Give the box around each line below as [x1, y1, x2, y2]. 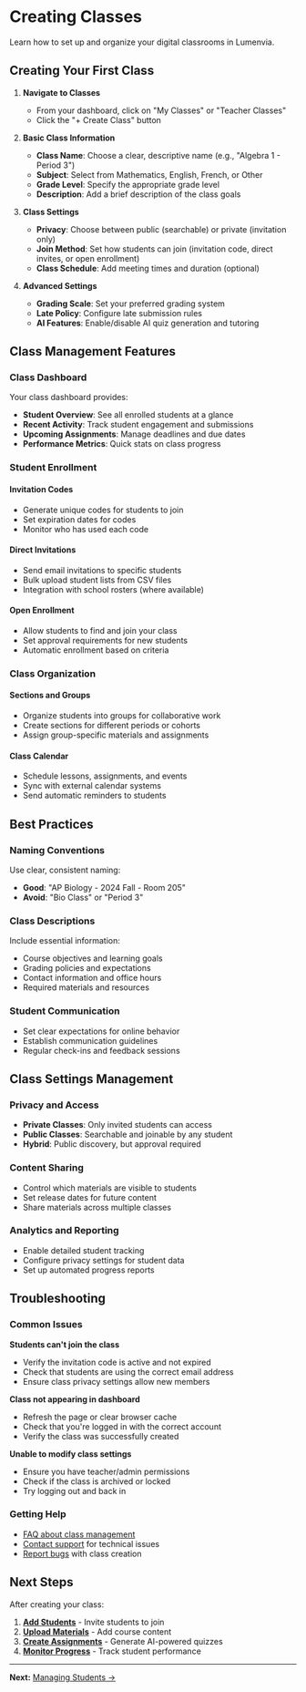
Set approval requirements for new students [22, 634, 189, 645]
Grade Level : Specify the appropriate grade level [36, 179, 220, 190]
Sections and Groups [9, 690, 91, 701]
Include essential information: [9, 935, 121, 946]
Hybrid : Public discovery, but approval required [22, 1139, 202, 1150]
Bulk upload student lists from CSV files [22, 574, 172, 585]
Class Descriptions [9, 914, 96, 927]
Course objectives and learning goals [22, 953, 163, 964]
